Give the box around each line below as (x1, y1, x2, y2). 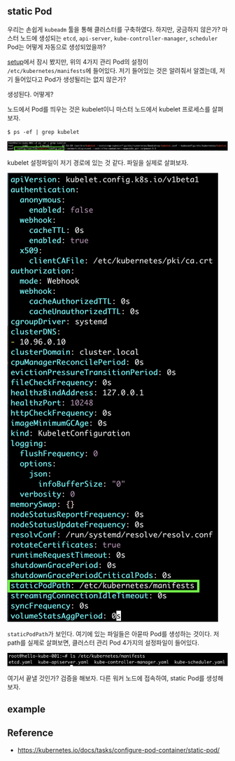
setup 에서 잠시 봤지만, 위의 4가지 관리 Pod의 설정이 (7, 58, 149, 66)
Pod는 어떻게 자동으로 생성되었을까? (7, 42, 106, 51)
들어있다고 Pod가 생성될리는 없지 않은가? (14, 75, 127, 83)
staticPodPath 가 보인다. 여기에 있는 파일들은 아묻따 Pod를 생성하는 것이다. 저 (7, 630, 220, 638)
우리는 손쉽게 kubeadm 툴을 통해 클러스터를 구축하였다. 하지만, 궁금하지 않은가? (7, 25, 221, 34)
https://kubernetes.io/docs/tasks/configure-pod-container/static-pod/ (17, 746, 220, 754)
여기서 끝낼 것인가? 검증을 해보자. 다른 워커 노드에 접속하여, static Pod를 (7, 673, 205, 682)
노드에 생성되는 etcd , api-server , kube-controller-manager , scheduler (20, 34, 218, 42)
